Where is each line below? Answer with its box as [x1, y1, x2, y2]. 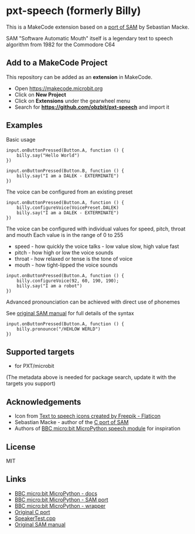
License [6, 442, 36, 452]
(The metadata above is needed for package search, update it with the [6, 374, 176, 381]
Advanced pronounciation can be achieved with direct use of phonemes [6, 298, 180, 305]
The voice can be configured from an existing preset [6, 188, 133, 195]
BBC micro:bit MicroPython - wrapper [14, 502, 106, 509]
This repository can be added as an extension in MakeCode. [6, 73, 153, 80]
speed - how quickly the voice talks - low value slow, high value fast [14, 243, 180, 250]
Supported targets [6, 347, 75, 357]
